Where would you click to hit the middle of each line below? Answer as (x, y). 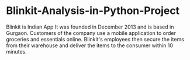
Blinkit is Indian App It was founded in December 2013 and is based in (90, 27)
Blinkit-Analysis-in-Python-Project (93, 11)
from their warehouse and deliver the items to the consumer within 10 (90, 45)
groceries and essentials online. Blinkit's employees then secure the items (95, 39)
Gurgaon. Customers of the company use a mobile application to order (91, 33)
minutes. (17, 51)
